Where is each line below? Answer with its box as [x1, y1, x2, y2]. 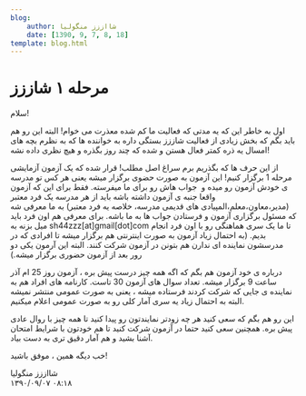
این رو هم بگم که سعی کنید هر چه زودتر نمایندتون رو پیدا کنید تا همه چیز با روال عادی [10, 313, 294, 324]
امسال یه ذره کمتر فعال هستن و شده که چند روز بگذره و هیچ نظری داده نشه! [10, 144, 271, 155]
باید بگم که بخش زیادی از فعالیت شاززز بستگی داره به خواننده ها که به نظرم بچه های [10, 135, 296, 146]
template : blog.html [10, 38, 89, 48]
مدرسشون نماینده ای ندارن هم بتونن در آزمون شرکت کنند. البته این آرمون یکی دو [10, 240, 284, 251]
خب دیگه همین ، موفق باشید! [10, 351, 108, 361]
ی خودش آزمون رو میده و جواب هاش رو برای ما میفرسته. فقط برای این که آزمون [10, 182, 289, 193]
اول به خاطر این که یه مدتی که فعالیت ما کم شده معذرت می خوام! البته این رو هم [10, 125, 285, 136]
